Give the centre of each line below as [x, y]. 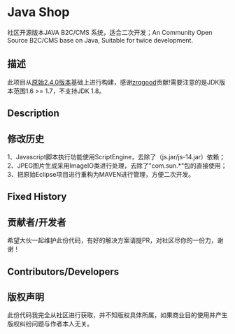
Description [33, 114]
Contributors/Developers [63, 271]
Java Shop [38, 12]
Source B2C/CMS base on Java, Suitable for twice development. [100, 40]
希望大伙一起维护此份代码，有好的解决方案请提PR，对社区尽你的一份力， [112, 240]
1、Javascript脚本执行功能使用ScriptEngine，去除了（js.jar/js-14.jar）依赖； [116, 157]
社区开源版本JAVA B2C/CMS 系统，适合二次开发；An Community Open [110, 32]
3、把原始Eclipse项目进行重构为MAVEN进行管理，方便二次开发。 [101, 174]
